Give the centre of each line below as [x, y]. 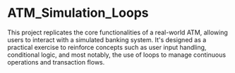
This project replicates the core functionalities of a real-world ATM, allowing [117, 32]
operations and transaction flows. [56, 62]
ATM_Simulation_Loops [78, 13]
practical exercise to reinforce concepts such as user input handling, [107, 47]
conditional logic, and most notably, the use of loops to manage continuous [117, 55]
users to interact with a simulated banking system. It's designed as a [107, 39]
